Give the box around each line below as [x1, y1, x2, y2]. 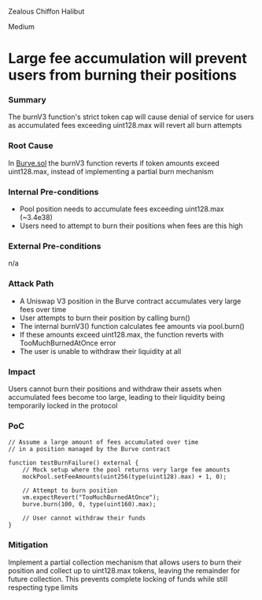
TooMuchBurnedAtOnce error [19, 338, 116, 348]
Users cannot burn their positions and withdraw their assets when [8, 384, 222, 393]
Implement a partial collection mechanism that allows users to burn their [8, 557, 242, 567]
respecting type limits [8, 583, 79, 592]
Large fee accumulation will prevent [8, 50, 248, 68]
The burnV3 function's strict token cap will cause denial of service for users [8, 112, 254, 121]
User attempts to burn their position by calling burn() [19, 313, 190, 322]
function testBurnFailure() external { [8, 459, 139, 468]
